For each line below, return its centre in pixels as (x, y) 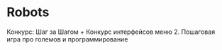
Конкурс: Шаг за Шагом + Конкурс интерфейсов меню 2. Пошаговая (111, 32)
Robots (28, 12)
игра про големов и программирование (67, 39)
